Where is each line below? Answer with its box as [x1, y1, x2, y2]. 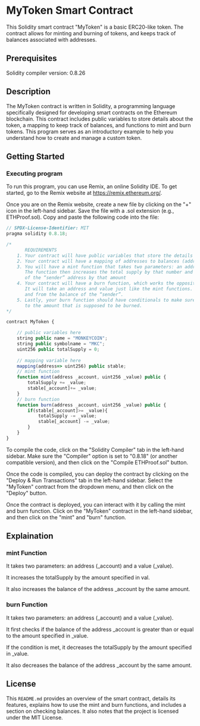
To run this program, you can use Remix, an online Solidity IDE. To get [6, 183, 177, 190]
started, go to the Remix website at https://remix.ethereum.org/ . [6, 189, 162, 197]
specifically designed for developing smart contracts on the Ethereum [6, 109, 177, 116]
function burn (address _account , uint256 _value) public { [17, 402, 167, 408]
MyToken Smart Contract [6, 4, 133, 17]
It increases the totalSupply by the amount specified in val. [6, 574, 150, 581]
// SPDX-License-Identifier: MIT [6, 225, 89, 231]
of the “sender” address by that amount [24, 275, 127, 281]
